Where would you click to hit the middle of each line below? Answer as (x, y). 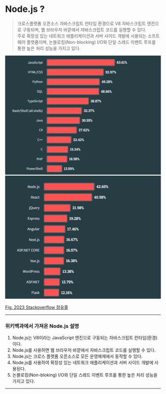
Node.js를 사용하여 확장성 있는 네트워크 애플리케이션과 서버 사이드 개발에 (83, 363)
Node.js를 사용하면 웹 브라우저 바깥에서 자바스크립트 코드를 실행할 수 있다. (84, 350)
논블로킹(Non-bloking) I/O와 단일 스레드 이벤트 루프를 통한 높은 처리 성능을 (85, 375)
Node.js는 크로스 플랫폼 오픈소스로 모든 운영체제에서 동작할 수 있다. (77, 356)
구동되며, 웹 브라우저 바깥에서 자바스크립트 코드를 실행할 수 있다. (84, 30)
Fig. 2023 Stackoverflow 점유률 (37, 307)
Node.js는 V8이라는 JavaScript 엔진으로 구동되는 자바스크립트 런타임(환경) (85, 338)
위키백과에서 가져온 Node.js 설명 (42, 326)
